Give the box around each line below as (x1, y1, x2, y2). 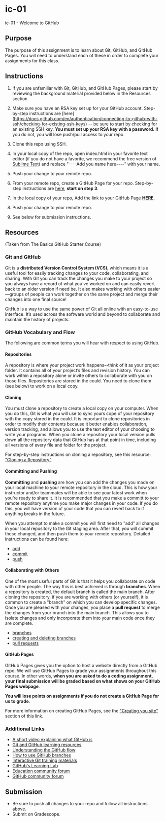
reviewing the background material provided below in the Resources (12, 90, 151, 96)
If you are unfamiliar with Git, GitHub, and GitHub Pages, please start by (12, 85, 158, 91)
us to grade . (5, 698, 31, 704)
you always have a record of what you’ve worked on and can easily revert (5, 280, 155, 287)
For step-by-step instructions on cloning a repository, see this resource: (5, 451, 151, 457)
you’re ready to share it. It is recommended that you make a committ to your (5, 495, 159, 501)
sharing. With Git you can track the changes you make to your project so (5, 275, 152, 281)
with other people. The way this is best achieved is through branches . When (5, 583, 161, 589)
